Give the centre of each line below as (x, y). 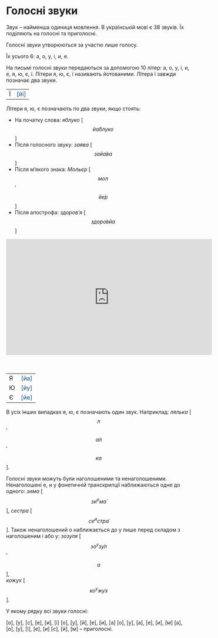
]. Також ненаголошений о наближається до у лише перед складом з (93, 530)
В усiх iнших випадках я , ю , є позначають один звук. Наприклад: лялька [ (99, 412)
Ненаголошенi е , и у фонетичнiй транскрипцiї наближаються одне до (93, 485)
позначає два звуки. (32, 80)
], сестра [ (19, 510)
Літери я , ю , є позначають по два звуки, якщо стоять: (73, 108)
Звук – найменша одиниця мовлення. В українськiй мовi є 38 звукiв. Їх (95, 27)
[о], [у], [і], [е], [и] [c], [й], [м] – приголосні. (60, 629)
